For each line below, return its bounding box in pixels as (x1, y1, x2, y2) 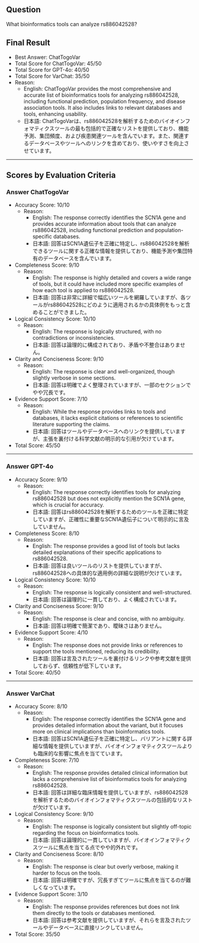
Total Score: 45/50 (14, 442, 61, 449)
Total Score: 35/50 (14, 931, 60, 938)
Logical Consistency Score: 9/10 (14, 810, 94, 817)
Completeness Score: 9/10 (14, 261, 80, 269)
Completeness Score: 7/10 (14, 757, 79, 764)
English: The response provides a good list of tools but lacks (32, 542, 180, 549)
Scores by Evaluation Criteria (6, 170, 116, 181)
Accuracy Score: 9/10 (14, 476, 68, 483)
